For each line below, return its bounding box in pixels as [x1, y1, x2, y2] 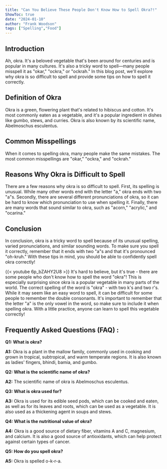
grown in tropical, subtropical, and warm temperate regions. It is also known [5, 354, 162, 360]
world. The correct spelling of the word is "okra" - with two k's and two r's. [5, 284, 159, 290]
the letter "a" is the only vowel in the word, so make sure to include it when [5, 300, 159, 306]
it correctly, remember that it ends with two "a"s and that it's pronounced [5, 248, 156, 254]
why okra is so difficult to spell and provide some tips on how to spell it [5, 73, 151, 79]
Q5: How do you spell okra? [5, 448, 63, 454]
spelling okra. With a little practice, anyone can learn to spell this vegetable [5, 306, 160, 312]
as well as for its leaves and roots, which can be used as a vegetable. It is [5, 403, 156, 409]
